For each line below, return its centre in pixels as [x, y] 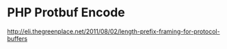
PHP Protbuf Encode [66, 13]
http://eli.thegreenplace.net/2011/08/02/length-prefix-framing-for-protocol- [113, 31]
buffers [17, 38]
